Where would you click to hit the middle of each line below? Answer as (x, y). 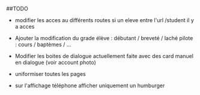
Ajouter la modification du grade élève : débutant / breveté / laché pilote (104, 38)
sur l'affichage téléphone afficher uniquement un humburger (90, 85)
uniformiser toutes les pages (50, 74)
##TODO (17, 9)
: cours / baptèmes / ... (43, 45)
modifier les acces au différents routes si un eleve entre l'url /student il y (104, 20)
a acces (25, 27)
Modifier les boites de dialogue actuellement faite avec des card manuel (104, 56)
